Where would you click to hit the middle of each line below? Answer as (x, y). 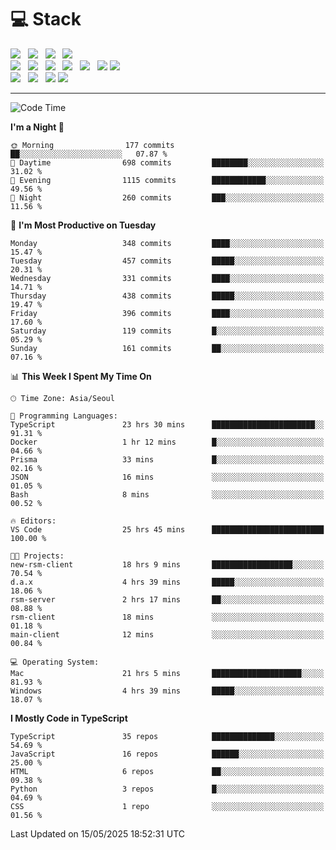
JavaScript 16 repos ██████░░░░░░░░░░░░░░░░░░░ (167, 754)
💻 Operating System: (55, 662)
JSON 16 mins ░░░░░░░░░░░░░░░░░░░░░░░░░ (167, 477)
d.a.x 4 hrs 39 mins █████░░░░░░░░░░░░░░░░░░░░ (167, 582)
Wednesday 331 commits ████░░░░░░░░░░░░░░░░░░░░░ (167, 278)
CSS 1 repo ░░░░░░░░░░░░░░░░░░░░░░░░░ (167, 806)
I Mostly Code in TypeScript (69, 718)
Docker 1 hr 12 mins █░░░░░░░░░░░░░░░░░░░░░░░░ (167, 442)
